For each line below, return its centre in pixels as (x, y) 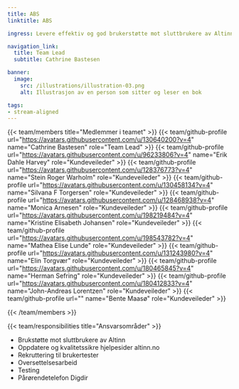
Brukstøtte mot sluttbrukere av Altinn (71, 340)
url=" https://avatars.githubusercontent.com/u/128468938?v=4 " (121, 200)
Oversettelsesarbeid (47, 363)
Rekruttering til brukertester (58, 355)
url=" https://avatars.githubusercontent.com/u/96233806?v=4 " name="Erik (117, 155)
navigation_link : (33, 46)
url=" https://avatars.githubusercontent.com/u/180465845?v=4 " (101, 269)
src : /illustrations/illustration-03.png (82, 85)
